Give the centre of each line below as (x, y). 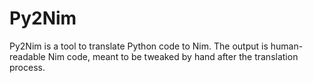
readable (27, 56)
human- (287, 46)
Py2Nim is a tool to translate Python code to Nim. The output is (139, 46)
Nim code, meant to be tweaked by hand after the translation (173, 56)
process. (27, 67)
